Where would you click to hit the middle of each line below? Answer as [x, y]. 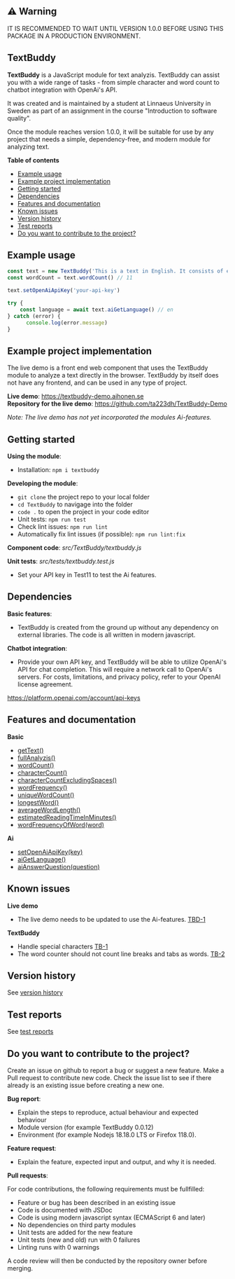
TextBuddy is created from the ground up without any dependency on [118, 627]
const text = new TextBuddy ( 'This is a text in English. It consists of [115, 271]
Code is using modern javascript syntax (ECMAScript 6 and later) [111, 1217]
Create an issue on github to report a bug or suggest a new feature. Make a [116, 1070]
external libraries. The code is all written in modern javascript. [106, 635]
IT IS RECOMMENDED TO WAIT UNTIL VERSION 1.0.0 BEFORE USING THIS [115, 28]
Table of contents [33, 160]
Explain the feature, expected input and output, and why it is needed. [117, 1161]
